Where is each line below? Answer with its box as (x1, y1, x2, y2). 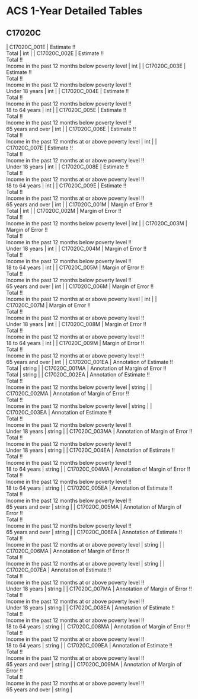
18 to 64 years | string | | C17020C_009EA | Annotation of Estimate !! (6, 642, 173, 649)
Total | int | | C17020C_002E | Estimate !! (6, 50, 104, 57)
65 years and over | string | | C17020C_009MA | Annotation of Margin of (6, 661, 182, 668)
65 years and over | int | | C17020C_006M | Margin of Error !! (6, 283, 154, 290)
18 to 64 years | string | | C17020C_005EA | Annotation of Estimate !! (6, 484, 173, 491)
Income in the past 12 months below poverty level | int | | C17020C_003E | (6, 62, 186, 69)
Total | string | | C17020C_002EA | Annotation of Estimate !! (6, 371, 150, 378)
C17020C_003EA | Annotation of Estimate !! (6, 409, 111, 416)
